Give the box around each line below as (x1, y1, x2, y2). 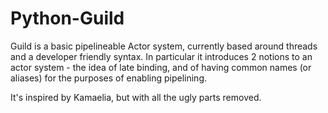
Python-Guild (10, 7, 125, 30)
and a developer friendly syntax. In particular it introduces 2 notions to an (10, 50, 313, 62)
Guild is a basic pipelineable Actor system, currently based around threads (10, 40, 318, 52)
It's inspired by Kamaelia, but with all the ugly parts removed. (10, 91, 262, 103)
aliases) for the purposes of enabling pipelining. (10, 72, 207, 84)
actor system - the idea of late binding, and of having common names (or (10, 61, 312, 73)
